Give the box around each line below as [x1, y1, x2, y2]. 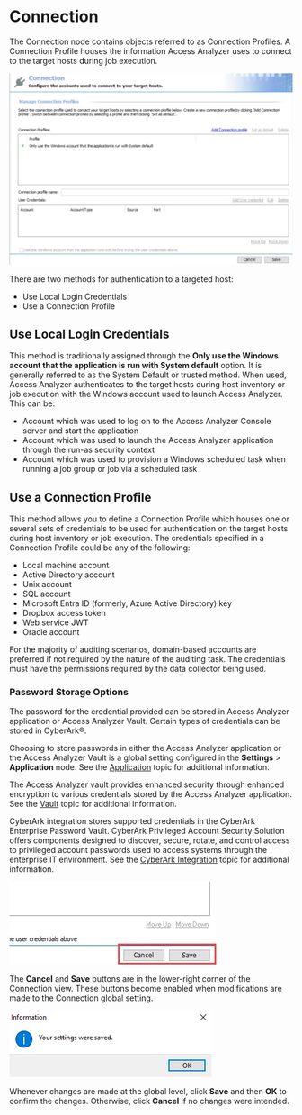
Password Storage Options [9, 686, 129, 699]
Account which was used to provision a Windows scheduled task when [22, 454, 286, 465]
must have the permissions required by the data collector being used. [9, 664, 267, 675]
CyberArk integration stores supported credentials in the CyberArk [9, 816, 256, 827]
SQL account [22, 588, 71, 600]
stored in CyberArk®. [9, 725, 87, 736]
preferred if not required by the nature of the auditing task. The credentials [9, 654, 286, 665]
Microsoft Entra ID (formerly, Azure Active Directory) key [22, 598, 232, 609]
